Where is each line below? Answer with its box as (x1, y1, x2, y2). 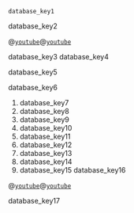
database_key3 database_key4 (8, 52, 109, 61)
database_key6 (8, 83, 58, 92)
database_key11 (19, 131, 71, 141)
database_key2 (8, 21, 58, 31)
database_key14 (19, 157, 73, 166)
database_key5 (8, 67, 58, 77)
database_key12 (19, 140, 73, 150)
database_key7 (19, 98, 69, 107)
